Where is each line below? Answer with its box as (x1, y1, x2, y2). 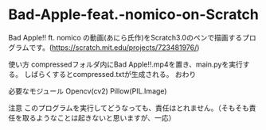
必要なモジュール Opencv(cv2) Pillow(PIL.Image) (8, 86, 167, 96)
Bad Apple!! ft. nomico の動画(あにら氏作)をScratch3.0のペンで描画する (8, 32, 243, 42)
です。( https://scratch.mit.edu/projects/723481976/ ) (29, 42, 200, 52)
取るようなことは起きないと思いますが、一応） (22, 113, 176, 122)
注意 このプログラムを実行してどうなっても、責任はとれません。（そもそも (8, 103, 249, 113)
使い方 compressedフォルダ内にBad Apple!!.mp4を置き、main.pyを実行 (8, 59, 243, 69)
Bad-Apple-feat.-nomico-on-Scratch (8, 6, 259, 24)
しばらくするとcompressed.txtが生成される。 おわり (23, 69, 197, 78)
